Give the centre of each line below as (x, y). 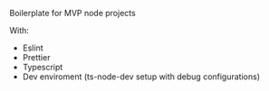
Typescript (43, 67)
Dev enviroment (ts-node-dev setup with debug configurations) (141, 77)
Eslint (33, 48)
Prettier (36, 57)
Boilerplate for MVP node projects (72, 13)
